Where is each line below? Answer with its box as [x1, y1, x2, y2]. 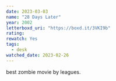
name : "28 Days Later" [6, 14, 61, 20]
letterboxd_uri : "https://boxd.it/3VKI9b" [6, 25, 111, 31]
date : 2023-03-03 [6, 8, 48, 15]
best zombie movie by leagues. [6, 68, 81, 75]
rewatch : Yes [6, 36, 38, 42]
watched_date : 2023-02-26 [6, 52, 69, 58]
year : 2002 [6, 19, 33, 25]
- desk [11, 47, 27, 53]
